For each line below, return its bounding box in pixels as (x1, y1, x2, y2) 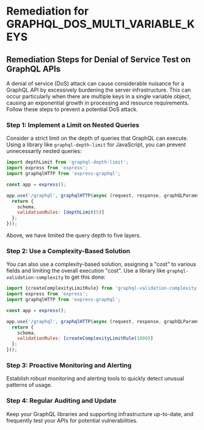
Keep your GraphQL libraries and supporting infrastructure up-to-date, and (6, 410, 194, 417)
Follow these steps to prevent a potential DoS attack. (6, 106, 138, 113)
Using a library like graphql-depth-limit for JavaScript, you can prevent (6, 141, 186, 148)
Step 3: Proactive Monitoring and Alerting (6, 361, 132, 370)
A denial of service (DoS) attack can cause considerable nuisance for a (6, 80, 185, 87)
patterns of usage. (6, 381, 53, 389)
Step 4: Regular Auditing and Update (6, 397, 117, 405)
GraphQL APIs (6, 64, 61, 74)
